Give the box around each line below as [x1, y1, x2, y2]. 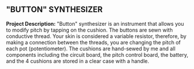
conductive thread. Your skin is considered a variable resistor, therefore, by [6, 32, 186, 40]
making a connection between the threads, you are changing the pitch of [6, 39, 181, 46]
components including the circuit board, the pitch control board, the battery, [6, 51, 188, 58]
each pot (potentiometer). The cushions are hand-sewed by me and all [6, 45, 176, 52]
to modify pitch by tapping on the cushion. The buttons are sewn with [6, 26, 173, 33]
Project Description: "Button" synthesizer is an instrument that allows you [6, 20, 185, 27]
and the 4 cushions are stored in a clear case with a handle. [6, 57, 150, 64]
